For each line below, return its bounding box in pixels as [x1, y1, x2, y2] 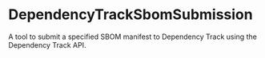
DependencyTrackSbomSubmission [8, 6, 254, 24]
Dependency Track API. [8, 40, 86, 49]
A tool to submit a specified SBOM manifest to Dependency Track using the [8, 32, 258, 41]
